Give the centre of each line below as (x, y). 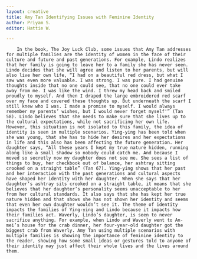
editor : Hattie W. (29, 28)
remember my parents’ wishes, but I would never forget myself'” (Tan (95, 112)
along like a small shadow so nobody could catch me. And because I (92, 153)
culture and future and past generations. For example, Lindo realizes (96, 60)
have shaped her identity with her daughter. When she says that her (93, 179)
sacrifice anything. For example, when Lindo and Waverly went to (89, 220)
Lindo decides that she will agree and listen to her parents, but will (97, 70)
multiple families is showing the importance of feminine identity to (95, 236)
